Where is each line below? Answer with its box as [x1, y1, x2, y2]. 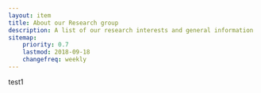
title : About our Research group [8, 19, 119, 27]
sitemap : [8, 33, 37, 42]
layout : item [8, 11, 52, 20]
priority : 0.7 [22, 41, 69, 49]
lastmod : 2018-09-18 [22, 48, 90, 56]
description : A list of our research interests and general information [8, 26, 254, 34]
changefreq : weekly [22, 56, 87, 64]
